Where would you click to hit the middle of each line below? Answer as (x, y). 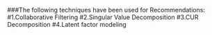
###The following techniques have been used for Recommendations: (106, 10)
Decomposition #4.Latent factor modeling (67, 24)
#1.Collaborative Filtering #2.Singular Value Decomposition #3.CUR (103, 17)
